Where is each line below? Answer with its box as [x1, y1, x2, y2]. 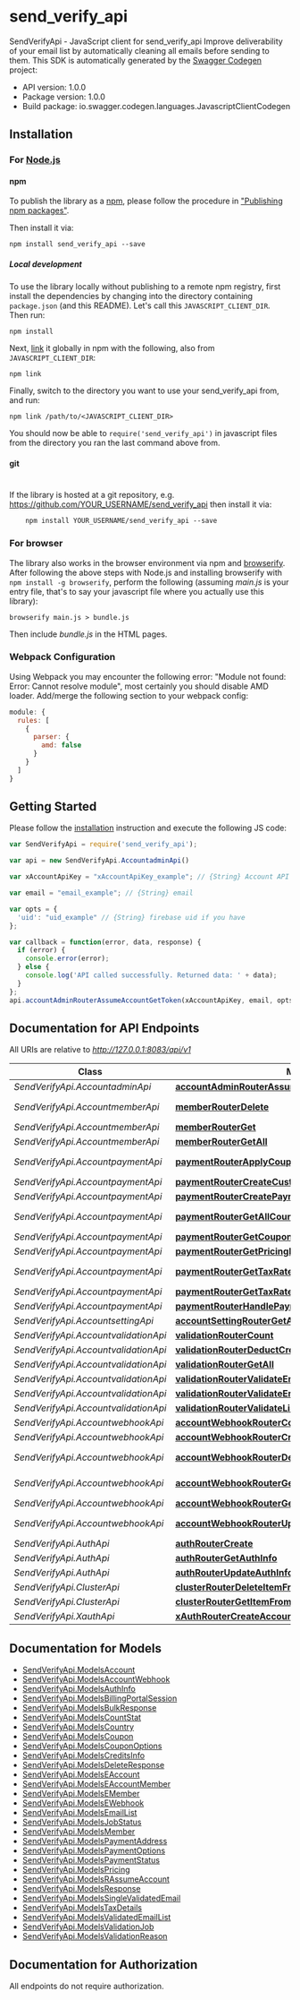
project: [9, 64, 38, 75]
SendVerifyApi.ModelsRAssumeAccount [21, 1874, 170, 1884]
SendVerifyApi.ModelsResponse [21, 1884, 141, 1894]
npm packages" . [9, 205, 70, 216]
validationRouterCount [175, 1329, 274, 1342]
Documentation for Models [9, 1641, 162, 1656]
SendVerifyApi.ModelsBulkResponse [21, 1703, 157, 1713]
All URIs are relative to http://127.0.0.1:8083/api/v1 [9, 1044, 192, 1055]
